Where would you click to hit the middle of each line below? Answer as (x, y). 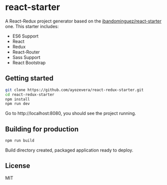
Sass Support (26, 57)
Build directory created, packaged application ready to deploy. (69, 150)
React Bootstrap (29, 62)
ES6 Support (25, 36)
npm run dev (17, 104)
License (18, 166)
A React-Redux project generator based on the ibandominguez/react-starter (83, 21)
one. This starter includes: (32, 26)
